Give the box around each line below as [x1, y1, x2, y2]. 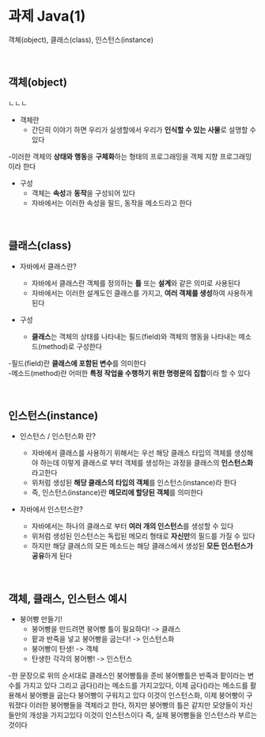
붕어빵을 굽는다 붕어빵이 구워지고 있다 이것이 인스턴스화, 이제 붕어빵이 [28, 690, 245, 701]
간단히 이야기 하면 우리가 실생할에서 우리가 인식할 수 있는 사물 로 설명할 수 [31, 124, 257, 135]
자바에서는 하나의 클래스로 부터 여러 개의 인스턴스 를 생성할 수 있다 [31, 522, 234, 531]
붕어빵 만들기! [19, 614, 63, 624]
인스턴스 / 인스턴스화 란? [19, 431, 97, 441]
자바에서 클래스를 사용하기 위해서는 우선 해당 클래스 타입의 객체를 [31, 448, 233, 458]
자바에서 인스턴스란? [19, 504, 83, 515]
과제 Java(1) [8, 7, 86, 25]
